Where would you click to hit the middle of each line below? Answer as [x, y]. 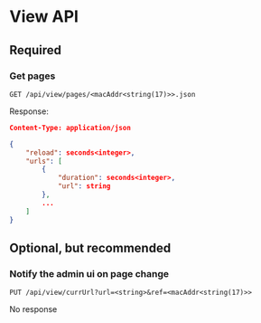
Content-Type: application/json [70, 128]
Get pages [33, 76]
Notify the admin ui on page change [89, 273]
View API [44, 17]
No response [33, 309]
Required [35, 50]
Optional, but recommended [90, 247]
